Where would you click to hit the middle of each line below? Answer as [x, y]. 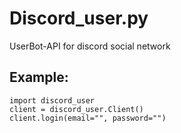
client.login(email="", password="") [88, 118]
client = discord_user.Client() [76, 109]
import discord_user [52, 100]
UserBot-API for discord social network [90, 46]
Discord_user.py [79, 18]
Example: [39, 77]
